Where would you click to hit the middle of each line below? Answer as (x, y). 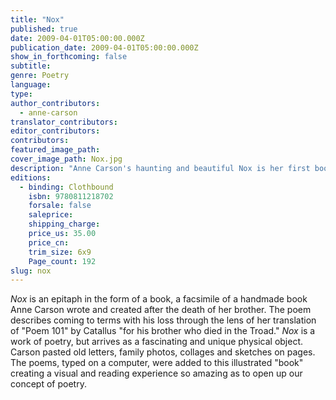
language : (31, 85)
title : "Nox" (37, 19)
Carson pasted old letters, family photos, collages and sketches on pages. (163, 352)
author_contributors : (55, 103)
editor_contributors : (55, 131)
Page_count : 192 (62, 261)
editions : (31, 177)
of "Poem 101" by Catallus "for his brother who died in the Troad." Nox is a (163, 331)
